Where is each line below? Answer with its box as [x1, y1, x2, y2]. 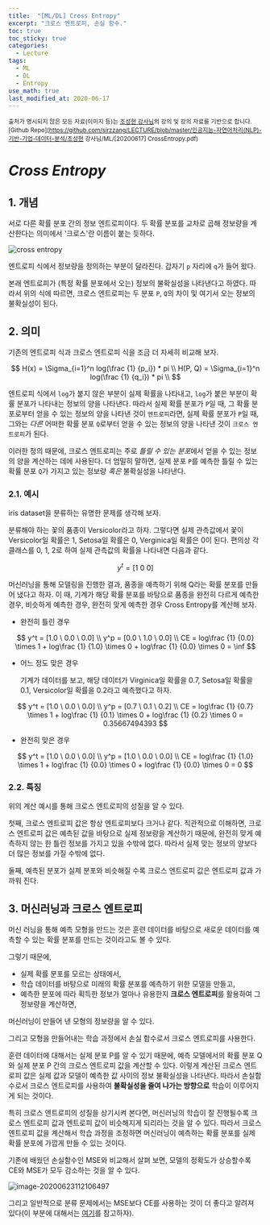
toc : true [8, 27, 42, 35]
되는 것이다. [16, 1091, 54, 1101]
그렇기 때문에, [8, 952, 52, 961]
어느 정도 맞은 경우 [19, 658, 79, 668]
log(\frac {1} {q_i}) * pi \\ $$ [89, 372, 181, 382]
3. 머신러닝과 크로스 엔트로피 [8, 902, 143, 916]
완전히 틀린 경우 [19, 617, 70, 627]
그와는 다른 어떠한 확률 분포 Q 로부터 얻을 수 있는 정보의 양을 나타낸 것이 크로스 [8, 419, 250, 429]
